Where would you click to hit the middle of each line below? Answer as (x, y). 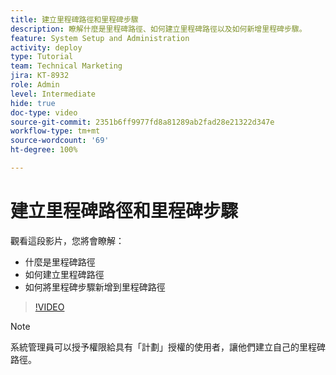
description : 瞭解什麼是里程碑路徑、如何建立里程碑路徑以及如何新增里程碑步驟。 (158, 29)
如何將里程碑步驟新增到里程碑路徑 (95, 287)
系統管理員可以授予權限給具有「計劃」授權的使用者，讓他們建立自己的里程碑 (168, 347)
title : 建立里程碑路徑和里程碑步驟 (74, 19)
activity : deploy (46, 47)
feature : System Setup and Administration (100, 38)
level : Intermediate (53, 94)
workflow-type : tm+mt (55, 131)
